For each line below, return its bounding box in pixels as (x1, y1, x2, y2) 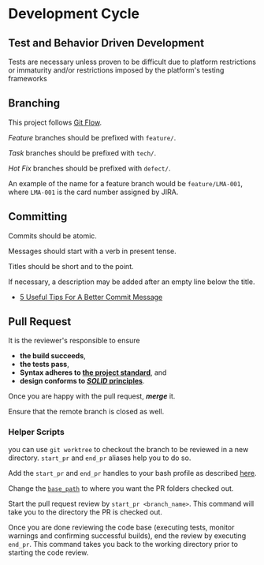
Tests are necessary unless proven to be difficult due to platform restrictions (8, 57, 256, 66)
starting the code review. (8, 548, 89, 557)
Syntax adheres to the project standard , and (19, 368, 167, 377)
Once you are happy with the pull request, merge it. (8, 391, 176, 401)
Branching (8, 96, 61, 110)
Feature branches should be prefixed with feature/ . (8, 133, 177, 142)
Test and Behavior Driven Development (8, 36, 205, 50)
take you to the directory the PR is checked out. (8, 507, 163, 517)
